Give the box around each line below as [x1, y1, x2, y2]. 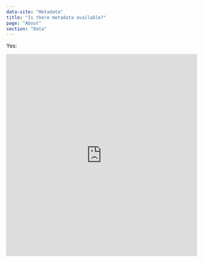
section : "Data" [6, 25, 47, 32]
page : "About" [6, 20, 42, 26]
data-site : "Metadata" [6, 8, 63, 15]
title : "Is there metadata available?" [6, 14, 107, 21]
